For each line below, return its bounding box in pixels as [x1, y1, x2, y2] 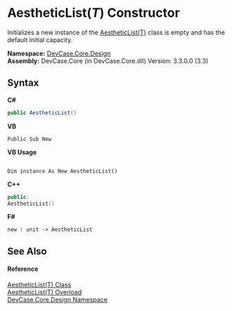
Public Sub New [7, 135, 52, 143]
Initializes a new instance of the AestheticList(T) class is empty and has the [7, 28, 225, 37]
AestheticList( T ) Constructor [7, 5, 181, 21]
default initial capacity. [7, 35, 73, 44]
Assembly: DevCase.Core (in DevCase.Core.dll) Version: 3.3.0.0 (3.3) [7, 56, 209, 65]
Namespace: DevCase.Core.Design [7, 49, 111, 58]
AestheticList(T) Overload [7, 288, 82, 296]
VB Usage [7, 147, 37, 156]
